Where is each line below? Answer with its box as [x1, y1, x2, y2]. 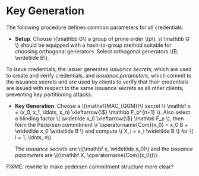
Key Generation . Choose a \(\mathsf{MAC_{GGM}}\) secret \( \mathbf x [14, 102, 191, 109]
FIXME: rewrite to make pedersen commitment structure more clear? [6, 163, 174, 170]
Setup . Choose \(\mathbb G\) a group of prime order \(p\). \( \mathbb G [14, 35, 190, 42]
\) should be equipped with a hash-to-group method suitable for [14, 41, 172, 49]
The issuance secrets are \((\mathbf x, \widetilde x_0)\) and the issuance [14, 145, 193, 152]
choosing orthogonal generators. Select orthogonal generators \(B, [14, 47, 179, 55]
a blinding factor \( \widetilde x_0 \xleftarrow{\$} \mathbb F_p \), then [14, 114, 184, 122]
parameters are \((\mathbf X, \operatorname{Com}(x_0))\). [14, 151, 159, 158]
